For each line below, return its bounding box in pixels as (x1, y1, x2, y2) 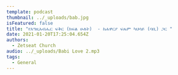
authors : (6, 37, 29, 43)
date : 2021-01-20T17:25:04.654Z (6, 31, 89, 37)
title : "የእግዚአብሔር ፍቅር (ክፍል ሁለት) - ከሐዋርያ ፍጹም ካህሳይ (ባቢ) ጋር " (6, 25, 172, 32)
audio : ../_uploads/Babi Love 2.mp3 (6, 48, 100, 54)
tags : (6, 54, 20, 60)
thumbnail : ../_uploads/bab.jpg (6, 15, 89, 21)
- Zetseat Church (12, 43, 56, 49)
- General (12, 59, 37, 65)
